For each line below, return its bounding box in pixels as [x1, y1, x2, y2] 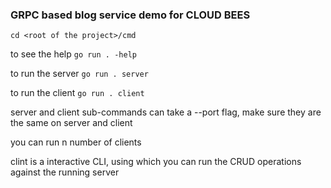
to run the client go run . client [10, 87, 145, 99]
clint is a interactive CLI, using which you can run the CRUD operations [10, 156, 302, 168]
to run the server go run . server [10, 68, 149, 80]
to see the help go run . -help [10, 48, 137, 60]
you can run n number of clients [10, 136, 142, 148]
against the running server [10, 166, 120, 178]
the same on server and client [10, 117, 133, 129]
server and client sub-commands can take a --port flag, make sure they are [10, 106, 322, 118]
